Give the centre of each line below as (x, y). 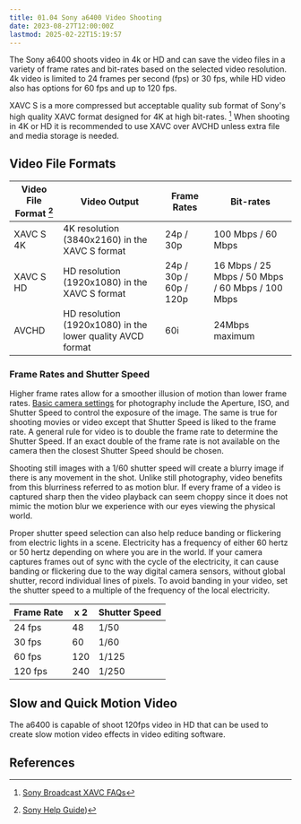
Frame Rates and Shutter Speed (80, 375)
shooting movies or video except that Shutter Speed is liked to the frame (143, 422)
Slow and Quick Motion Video (93, 703)
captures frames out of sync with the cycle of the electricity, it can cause (144, 562)
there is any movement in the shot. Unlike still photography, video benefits (146, 478)
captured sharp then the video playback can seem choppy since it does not (149, 497)
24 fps (28, 628)
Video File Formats (63, 164)
